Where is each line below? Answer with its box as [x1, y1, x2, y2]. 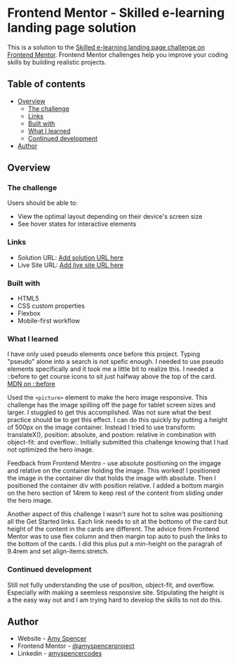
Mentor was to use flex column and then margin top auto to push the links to [7, 532, 228, 541]
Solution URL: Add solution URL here [17, 253, 124, 262]
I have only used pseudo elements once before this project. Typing [7, 350, 201, 358]
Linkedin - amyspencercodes [17, 649, 102, 658]
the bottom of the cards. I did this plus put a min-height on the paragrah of [7, 540, 222, 548]
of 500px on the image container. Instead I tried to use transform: [7, 423, 196, 432]
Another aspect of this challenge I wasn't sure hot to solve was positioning [7, 510, 223, 518]
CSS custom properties [17, 301, 86, 310]
